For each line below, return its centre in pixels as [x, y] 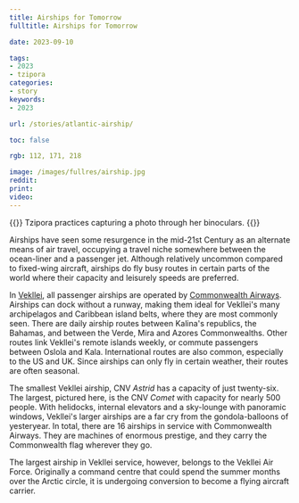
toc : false [29, 140]
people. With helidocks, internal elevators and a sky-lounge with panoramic [148, 407]
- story [24, 91]
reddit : [24, 181]
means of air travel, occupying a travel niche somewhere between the [137, 249]
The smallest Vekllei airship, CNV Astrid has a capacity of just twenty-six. [144, 388]
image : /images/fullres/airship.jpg [77, 172]
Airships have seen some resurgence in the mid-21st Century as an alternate [150, 239]
